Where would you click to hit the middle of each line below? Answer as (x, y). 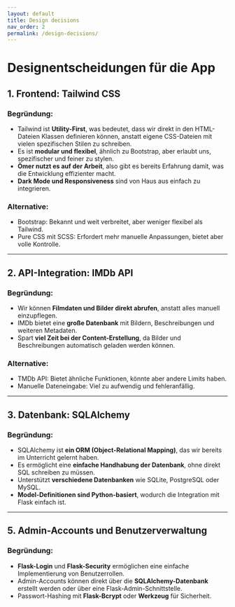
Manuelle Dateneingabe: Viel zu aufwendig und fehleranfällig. (106, 386)
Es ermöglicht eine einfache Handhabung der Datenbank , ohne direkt (119, 465)
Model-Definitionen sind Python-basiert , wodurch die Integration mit (118, 495)
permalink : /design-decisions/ (53, 33)
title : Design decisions (43, 20)
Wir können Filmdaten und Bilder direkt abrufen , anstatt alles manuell (119, 308)
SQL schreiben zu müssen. (56, 472)
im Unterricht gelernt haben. (58, 458)
